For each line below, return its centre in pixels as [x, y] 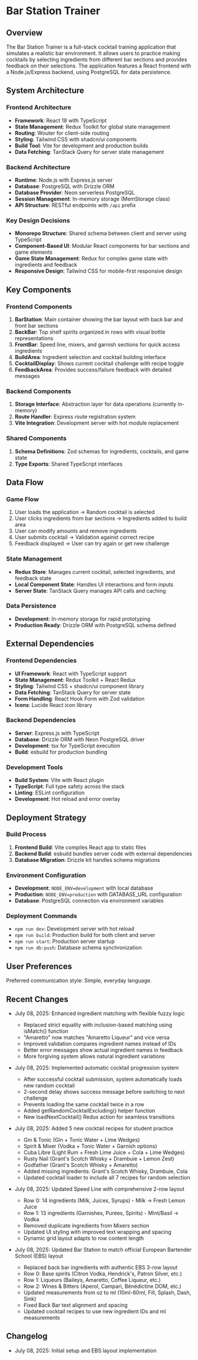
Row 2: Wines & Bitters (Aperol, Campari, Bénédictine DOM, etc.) [102, 1286]
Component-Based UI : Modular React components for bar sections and [102, 246]
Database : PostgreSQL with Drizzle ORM [64, 186]
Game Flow [23, 499]
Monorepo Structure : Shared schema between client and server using [100, 233]
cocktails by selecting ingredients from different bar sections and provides [97, 59]
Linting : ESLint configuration [50, 793]
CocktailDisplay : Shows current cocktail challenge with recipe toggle [99, 363]
